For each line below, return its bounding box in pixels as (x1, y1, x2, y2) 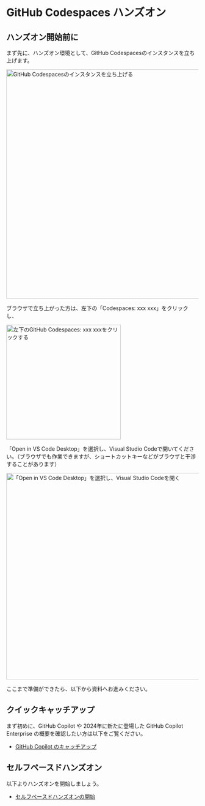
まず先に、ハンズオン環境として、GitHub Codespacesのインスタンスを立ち (6, 50, 195, 56)
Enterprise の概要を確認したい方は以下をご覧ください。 (6, 730, 146, 737)
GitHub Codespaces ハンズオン (6, 6, 167, 20)
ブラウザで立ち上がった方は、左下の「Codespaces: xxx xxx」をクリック (6, 305, 189, 312)
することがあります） (6, 460, 60, 468)
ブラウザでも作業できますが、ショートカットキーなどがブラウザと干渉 (19, 453, 196, 460)
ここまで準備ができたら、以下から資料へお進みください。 (6, 686, 151, 692)
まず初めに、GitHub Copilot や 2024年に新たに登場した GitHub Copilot (6, 722, 184, 730)
